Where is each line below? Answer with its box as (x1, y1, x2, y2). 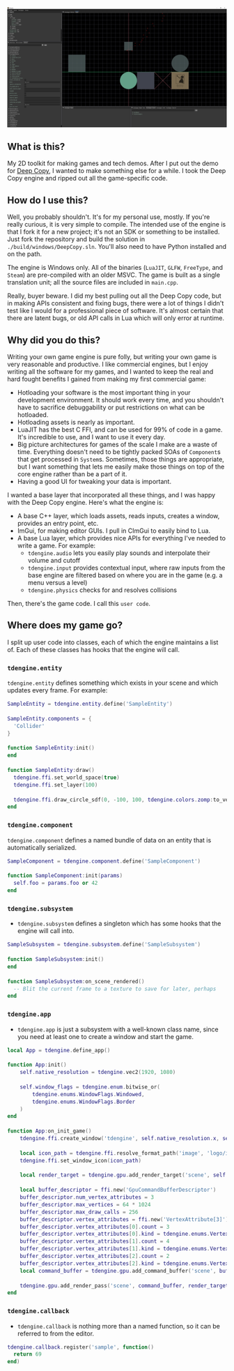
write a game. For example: (17, 541, 96, 550)
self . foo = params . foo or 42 (13, 879, 98, 887)
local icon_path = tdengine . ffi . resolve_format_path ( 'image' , (19, 1149, 204, 1157)
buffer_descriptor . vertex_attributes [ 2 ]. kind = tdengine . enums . (19, 1259, 210, 1267)
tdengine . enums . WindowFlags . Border (32, 1098, 136, 1105)
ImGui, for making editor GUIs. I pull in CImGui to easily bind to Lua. (17, 527, 211, 535)
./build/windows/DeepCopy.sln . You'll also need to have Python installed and (7, 243, 227, 251)
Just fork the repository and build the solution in (7, 235, 145, 243)
